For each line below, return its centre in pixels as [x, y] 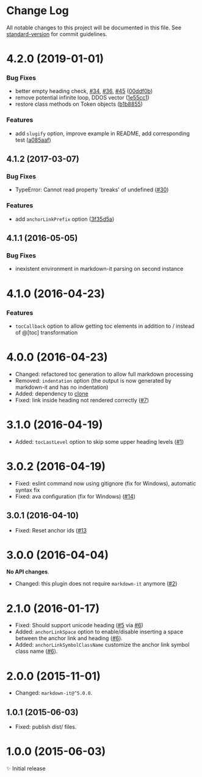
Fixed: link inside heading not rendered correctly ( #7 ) [82, 400]
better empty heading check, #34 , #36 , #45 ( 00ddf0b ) [84, 91]
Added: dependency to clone [52, 393]
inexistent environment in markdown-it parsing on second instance [99, 269]
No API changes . [28, 572]
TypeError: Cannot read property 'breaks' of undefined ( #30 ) [92, 190]
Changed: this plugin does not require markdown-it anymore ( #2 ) [96, 584]
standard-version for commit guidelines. [57, 34]
